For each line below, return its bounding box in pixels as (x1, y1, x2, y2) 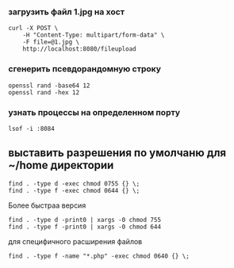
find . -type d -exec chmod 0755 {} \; (8, 179, 140, 188)
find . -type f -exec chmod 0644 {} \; (8, 186, 140, 194)
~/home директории (8, 159, 114, 172)
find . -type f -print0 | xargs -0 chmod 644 (8, 223, 161, 231)
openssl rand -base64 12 (8, 82, 90, 90)
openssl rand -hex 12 (8, 88, 80, 97)
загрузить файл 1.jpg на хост (8, 6, 125, 17)
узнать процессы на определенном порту (8, 106, 181, 117)
